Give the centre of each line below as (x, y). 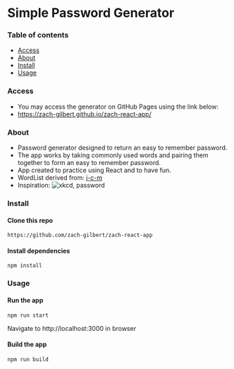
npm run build (28, 359)
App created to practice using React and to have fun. (94, 170)
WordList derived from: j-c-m (60, 178)
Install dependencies (39, 250)
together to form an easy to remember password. (89, 163)
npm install (25, 266)
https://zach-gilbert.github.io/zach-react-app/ (84, 114)
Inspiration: (34, 186)
